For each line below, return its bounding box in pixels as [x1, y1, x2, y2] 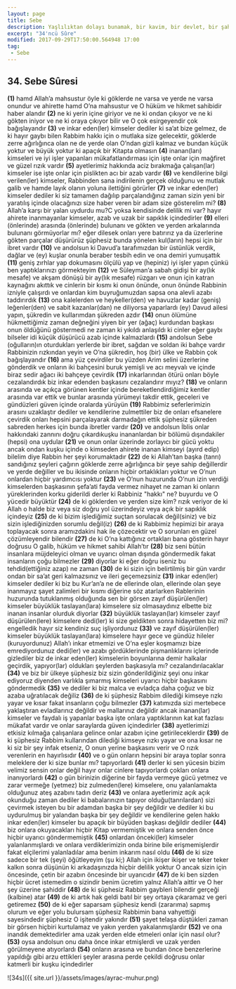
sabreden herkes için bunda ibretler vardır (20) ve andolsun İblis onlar [7, 422, 210, 431]
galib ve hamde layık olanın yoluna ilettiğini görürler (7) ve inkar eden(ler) [7, 183, 219, 192]
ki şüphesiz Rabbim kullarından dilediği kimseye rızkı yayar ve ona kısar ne [7, 735, 223, 745]
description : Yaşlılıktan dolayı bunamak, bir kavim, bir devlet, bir [7, 23, 218, 30]
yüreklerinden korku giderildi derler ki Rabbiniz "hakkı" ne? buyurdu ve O [7, 490, 218, 498]
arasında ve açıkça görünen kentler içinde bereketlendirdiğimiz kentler [7, 385, 211, 393]
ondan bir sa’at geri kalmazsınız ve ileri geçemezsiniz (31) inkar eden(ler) [7, 572, 218, 580]
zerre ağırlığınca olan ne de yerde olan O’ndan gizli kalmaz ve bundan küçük [7, 138, 228, 148]
